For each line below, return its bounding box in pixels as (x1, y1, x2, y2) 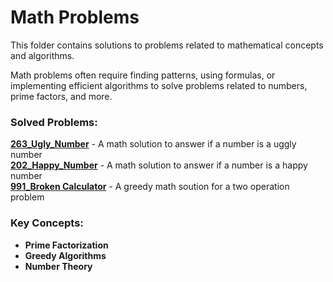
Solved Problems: (10, 115, 98, 129)
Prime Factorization (24, 239, 109, 251)
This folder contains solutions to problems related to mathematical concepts (10, 39, 324, 51)
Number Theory (24, 260, 93, 272)
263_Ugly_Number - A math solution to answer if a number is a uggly (10, 138, 297, 150)
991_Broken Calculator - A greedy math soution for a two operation (10, 181, 290, 193)
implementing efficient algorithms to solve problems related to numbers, (10, 79, 308, 91)
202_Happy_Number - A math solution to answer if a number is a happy (10, 159, 308, 171)
